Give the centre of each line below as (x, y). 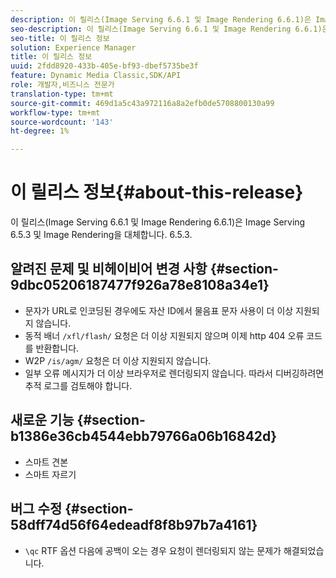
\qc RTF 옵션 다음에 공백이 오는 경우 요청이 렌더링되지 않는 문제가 (153, 550)
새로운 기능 (42, 420)
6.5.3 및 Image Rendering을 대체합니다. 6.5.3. (101, 235)
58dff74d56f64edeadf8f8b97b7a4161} (134, 525)
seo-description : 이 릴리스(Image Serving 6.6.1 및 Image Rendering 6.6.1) (166, 29)
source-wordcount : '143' (62, 122)
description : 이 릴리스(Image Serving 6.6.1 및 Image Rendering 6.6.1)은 (161, 19)
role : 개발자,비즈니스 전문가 (62, 85)
